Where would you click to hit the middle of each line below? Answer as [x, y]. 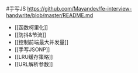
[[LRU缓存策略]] [34, 57]
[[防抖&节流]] [30, 35]
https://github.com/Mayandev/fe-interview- [80, 9]
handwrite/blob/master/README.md [50, 15]
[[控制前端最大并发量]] [42, 42]
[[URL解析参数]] [34, 64]
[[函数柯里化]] [31, 27]
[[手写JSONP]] [32, 49]
